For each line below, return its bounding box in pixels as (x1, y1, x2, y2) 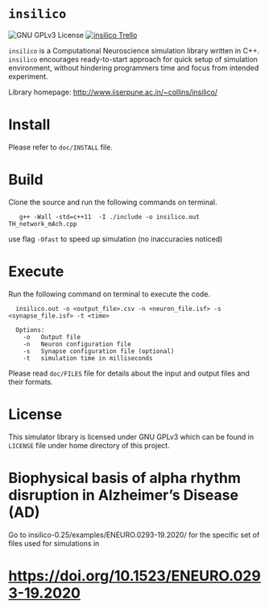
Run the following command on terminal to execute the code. (8, 289, 211, 299)
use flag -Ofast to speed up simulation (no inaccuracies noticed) (8, 233, 223, 244)
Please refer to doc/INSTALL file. (8, 142, 113, 152)
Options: (15, 325, 45, 334)
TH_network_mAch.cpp (8, 220, 78, 228)
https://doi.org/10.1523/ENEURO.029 (8, 566, 262, 585)
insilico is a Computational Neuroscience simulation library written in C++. (8, 45, 260, 55)
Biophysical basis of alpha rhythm (8, 468, 242, 487)
